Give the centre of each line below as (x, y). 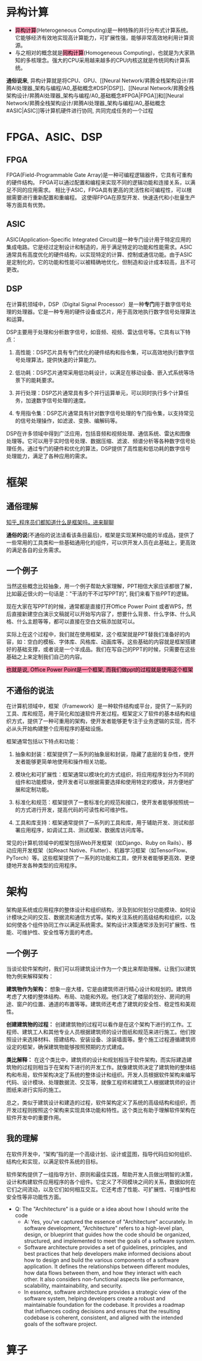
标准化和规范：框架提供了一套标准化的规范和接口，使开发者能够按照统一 (104, 802)
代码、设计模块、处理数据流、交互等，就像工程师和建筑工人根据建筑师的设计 (101, 1082)
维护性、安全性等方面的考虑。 (59, 932)
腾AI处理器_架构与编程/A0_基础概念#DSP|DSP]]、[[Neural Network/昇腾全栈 (100, 88)
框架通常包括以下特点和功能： (43, 742)
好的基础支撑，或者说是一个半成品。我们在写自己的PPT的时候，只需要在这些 (101, 650)
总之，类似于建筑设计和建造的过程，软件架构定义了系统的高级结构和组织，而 (101, 1102)
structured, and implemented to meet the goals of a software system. (110, 1241)
